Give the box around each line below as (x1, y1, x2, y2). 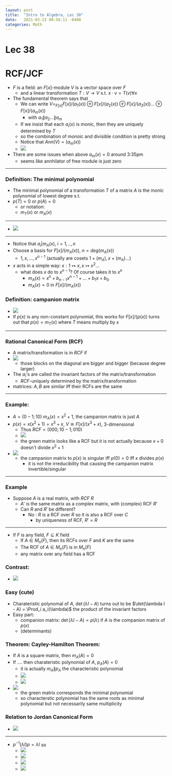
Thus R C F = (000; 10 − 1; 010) (20, 426, 83, 432)
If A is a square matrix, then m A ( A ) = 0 (12, 652, 94, 660)
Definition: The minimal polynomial (5, 176, 94, 183)
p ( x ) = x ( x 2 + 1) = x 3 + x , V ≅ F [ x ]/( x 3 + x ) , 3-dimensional (12, 420, 135, 427)
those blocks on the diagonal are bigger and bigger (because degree (20, 360, 166, 367)
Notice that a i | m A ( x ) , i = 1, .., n (12, 241, 76, 248)
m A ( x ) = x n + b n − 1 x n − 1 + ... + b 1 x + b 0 (28, 274, 109, 283)
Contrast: (5, 564, 30, 571)
